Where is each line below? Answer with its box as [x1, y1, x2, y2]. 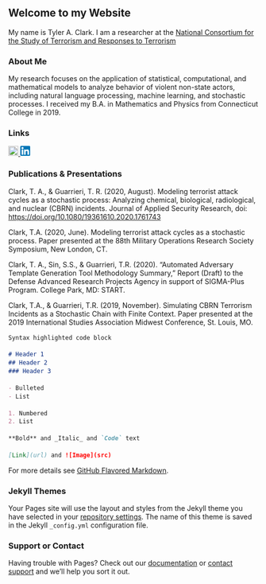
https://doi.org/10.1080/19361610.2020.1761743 [8, 212, 161, 221]
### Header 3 [8, 368, 52, 376]
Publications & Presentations [8, 169, 122, 180]
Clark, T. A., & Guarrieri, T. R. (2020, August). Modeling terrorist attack [8, 186, 238, 196]
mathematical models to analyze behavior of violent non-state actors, [8, 83, 236, 92]
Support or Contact [8, 540, 85, 551]
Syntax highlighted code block [8, 333, 112, 341]
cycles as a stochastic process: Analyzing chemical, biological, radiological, [8, 195, 256, 204]
